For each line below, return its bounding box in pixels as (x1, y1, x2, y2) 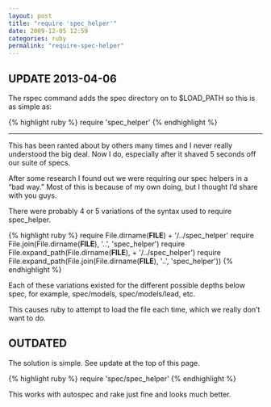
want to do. (8, 313, 46, 323)
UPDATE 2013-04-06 (8, 72, 117, 86)
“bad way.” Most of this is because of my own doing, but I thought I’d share (8, 182, 258, 191)
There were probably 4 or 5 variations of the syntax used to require (8, 206, 232, 216)
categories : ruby (8, 34, 67, 43)
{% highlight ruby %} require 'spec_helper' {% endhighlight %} (8, 117, 218, 127)
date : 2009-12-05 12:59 (8, 27, 89, 35)
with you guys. (8, 191, 58, 200)
